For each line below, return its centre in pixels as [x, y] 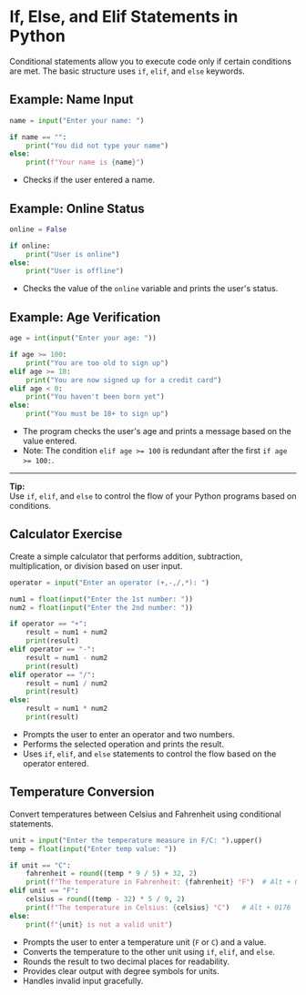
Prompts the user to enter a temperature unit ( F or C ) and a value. [144, 942]
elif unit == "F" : [44, 891]
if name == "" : [38, 137]
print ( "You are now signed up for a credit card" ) [124, 380]
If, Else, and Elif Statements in [124, 17]
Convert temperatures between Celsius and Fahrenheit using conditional [145, 814]
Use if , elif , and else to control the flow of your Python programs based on [153, 496]
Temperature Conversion [82, 792]
